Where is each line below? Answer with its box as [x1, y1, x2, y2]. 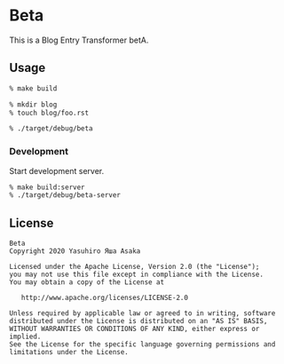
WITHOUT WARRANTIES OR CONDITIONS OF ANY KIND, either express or [9, 325, 260, 334]
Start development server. [9, 165, 105, 176]
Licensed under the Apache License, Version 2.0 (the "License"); [9, 263, 260, 272]
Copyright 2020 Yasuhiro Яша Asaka [9, 247, 141, 256]
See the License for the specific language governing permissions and [9, 340, 276, 349]
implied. [9, 332, 42, 342]
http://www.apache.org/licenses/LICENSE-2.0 [20, 294, 189, 303]
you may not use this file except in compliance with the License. [9, 270, 264, 280]
